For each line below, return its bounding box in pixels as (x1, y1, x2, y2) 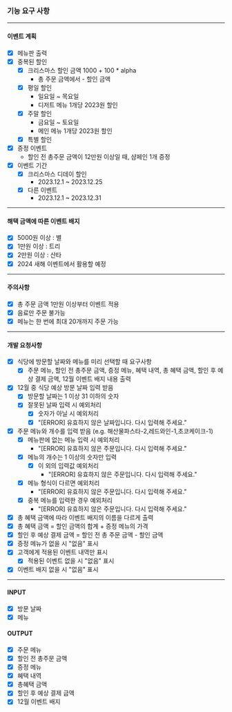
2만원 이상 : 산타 (17, 251, 62, 259)
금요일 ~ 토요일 (37, 118, 79, 126)
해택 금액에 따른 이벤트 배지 (7, 216, 80, 225)
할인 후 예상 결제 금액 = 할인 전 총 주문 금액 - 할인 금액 (17, 531, 164, 539)
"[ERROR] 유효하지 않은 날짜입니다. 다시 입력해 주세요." (37, 418, 188, 427)
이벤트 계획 (7, 32, 37, 40)
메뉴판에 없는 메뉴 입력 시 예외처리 (27, 435, 120, 444)
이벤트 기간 (17, 161, 48, 169)
